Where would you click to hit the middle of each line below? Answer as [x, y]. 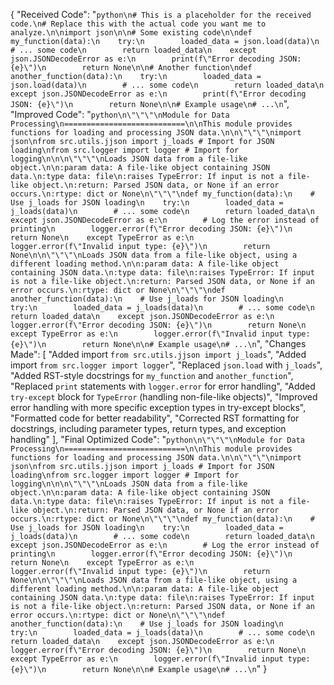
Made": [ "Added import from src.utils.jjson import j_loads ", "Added [158, 354]
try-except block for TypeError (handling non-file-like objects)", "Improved [164, 397]
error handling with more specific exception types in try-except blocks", [158, 407]
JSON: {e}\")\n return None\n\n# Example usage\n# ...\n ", [150, 103]
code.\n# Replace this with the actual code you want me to [138, 24]
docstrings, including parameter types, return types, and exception [148, 428]
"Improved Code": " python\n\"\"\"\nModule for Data [120, 114]
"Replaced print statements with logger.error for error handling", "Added [163, 386]
